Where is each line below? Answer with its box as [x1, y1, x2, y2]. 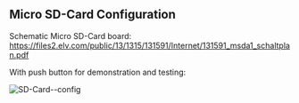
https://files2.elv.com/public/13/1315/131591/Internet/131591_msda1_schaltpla [9, 40, 290, 51]
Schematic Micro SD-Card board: [9, 30, 132, 41]
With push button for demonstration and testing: [9, 67, 187, 77]
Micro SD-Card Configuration [9, 7, 177, 22]
